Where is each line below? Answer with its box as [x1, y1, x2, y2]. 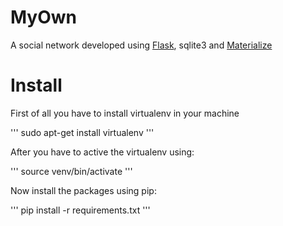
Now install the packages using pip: [10, 184, 157, 196]
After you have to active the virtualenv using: [10, 146, 195, 158]
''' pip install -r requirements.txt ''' [10, 204, 151, 216]
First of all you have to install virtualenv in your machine [10, 107, 240, 119]
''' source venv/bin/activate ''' [10, 165, 133, 177]
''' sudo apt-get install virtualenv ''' [10, 126, 155, 138]
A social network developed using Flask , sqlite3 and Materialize [10, 39, 273, 51]
